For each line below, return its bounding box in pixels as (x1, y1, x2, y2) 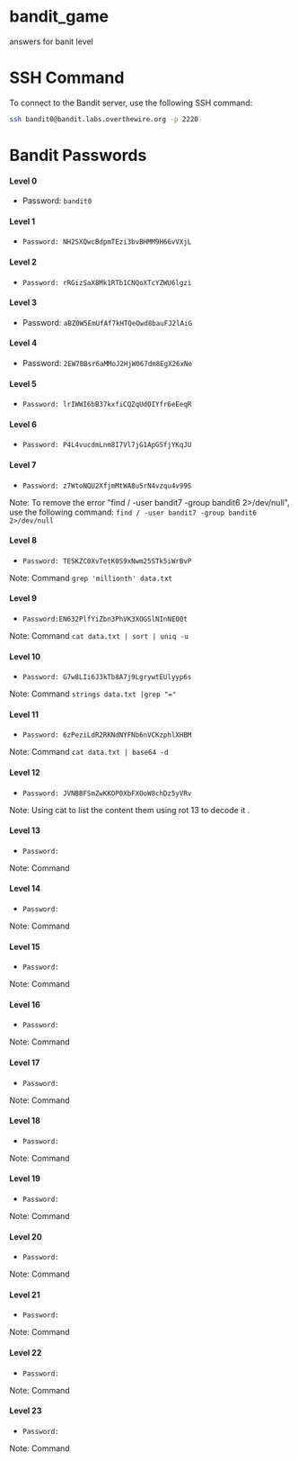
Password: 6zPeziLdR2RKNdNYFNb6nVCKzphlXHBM (22, 730, 192, 739)
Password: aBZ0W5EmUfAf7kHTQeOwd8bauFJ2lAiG (22, 317, 193, 327)
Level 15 (9, 941, 40, 952)
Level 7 (9, 459, 37, 470)
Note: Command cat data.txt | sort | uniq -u (9, 630, 188, 641)
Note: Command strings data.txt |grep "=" (9, 688, 177, 699)
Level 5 (9, 378, 38, 389)
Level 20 (9, 1231, 42, 1242)
